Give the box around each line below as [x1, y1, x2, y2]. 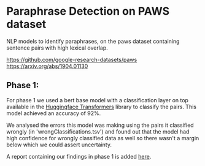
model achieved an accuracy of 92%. [6, 109, 101, 117]
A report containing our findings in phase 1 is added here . [6, 153, 152, 160]
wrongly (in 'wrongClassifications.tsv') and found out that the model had [6, 127, 190, 135]
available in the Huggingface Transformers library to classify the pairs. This [6, 103, 196, 110]
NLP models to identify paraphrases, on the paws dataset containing [6, 37, 180, 45]
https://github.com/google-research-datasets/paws [6, 56, 137, 63]
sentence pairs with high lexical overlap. [6, 44, 109, 51]
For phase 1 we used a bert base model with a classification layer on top [6, 96, 189, 104]
